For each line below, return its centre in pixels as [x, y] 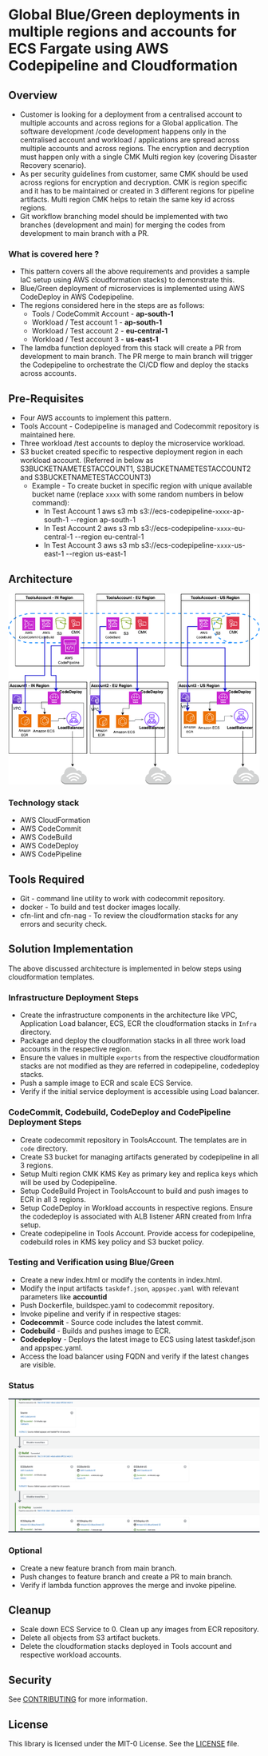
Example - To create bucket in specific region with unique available [142, 486]
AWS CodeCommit [50, 828]
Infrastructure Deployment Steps [74, 997]
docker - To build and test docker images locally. [100, 907]
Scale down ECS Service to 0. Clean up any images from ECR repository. [139, 1630]
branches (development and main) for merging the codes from [122, 225]
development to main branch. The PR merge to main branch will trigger [136, 357]
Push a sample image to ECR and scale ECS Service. [106, 1083]
